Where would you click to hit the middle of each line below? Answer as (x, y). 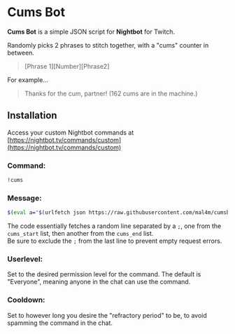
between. (21, 53)
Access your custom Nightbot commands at (71, 132)
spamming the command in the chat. (60, 323)
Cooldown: (26, 300)
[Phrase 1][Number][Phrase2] (67, 66)
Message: (24, 198)
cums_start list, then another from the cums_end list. (80, 234)
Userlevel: (25, 259)
